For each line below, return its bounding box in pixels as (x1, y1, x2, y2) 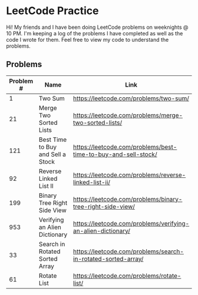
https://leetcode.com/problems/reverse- (72, 171, 186, 179)
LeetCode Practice (6, 4, 99, 18)
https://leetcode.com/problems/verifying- (72, 219, 190, 227)
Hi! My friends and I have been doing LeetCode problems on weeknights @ (6, 24, 189, 31)
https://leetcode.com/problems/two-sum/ (72, 94, 190, 102)
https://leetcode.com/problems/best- (72, 142, 177, 151)
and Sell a (38, 150, 67, 158)
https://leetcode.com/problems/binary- (72, 195, 183, 203)
